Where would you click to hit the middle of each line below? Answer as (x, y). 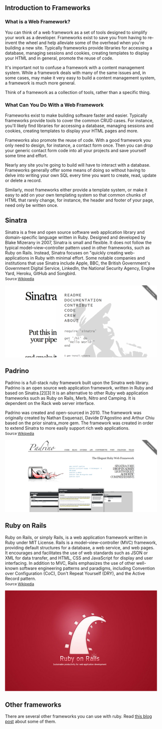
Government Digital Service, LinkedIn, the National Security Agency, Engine (80, 268)
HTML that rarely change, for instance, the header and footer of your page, (80, 200)
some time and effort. (27, 155)
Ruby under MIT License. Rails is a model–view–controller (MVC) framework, (81, 543)
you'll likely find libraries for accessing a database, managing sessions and (79, 125)
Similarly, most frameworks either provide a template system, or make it (76, 190)
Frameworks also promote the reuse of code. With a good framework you (78, 140)
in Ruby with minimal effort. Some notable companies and (88, 258)
